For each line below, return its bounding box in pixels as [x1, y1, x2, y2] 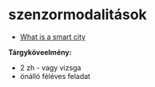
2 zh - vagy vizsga [19, 62, 81, 73]
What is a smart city [19, 32, 86, 42]
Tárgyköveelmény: [8, 47, 72, 57]
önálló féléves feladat [19, 71, 90, 81]
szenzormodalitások [8, 6, 148, 24]
